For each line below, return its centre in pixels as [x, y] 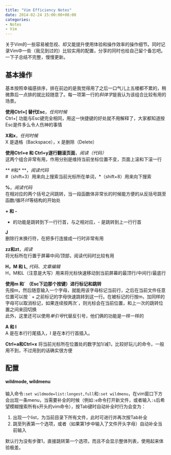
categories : [18, 19]
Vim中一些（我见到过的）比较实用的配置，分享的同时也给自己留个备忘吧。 [88, 51]
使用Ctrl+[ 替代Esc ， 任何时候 [36, 112]
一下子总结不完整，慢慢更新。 [36, 57]
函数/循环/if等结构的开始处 [33, 200]
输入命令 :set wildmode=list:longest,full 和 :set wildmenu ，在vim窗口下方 [84, 394]
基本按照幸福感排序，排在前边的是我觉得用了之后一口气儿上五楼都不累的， [83, 88]
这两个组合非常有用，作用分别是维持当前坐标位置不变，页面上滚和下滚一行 [83, 159]
